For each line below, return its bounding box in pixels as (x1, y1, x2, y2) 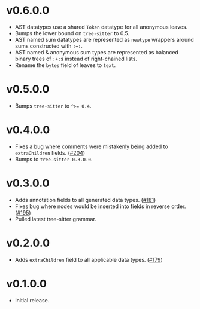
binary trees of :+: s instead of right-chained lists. (14, 55, 138, 62)
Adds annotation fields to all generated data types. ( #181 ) (14, 196, 156, 203)
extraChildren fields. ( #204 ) (14, 149, 86, 156)
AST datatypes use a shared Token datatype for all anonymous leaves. (14, 23, 188, 30)
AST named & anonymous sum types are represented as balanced (14, 48, 178, 56)
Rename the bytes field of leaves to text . (14, 61, 116, 69)
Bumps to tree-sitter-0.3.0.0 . (14, 155, 93, 163)
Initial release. (14, 296, 50, 304)
